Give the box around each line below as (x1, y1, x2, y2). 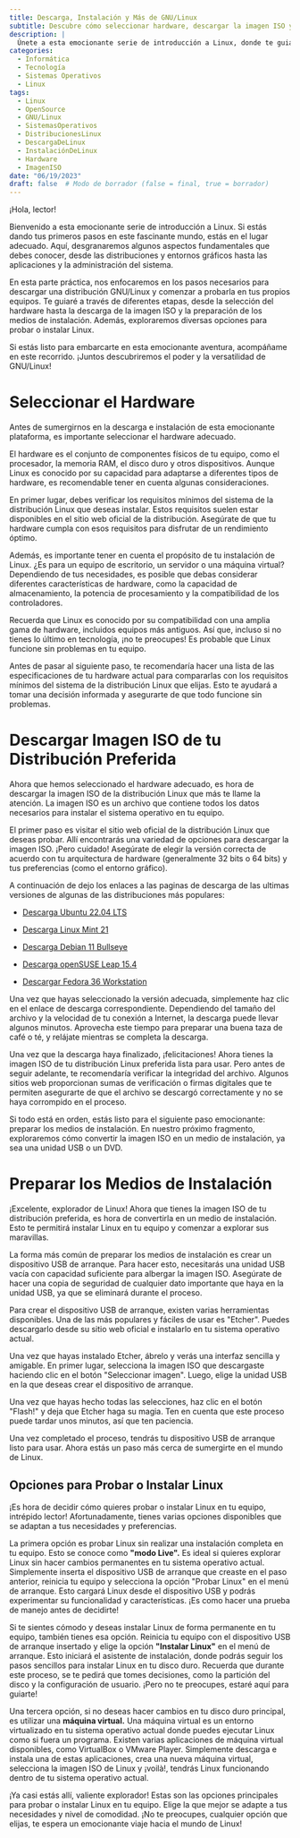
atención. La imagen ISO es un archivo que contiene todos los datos (9, 798, 260, 808)
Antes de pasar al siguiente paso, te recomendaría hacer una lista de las (9, 661, 275, 671)
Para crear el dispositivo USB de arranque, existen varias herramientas (9, 1304, 270, 1315)
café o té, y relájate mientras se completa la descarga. (9, 1031, 209, 1042)
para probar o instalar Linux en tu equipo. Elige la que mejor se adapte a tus (9, 1799, 288, 1809)
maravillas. (9, 1232, 49, 1243)
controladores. (9, 597, 63, 609)
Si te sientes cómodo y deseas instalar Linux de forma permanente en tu (9, 1621, 277, 1632)
